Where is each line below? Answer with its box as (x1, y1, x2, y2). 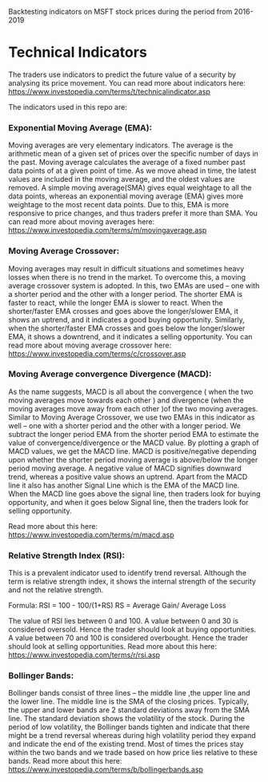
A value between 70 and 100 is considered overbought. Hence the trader (8, 633, 248, 643)
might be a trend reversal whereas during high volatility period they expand (8, 731, 256, 740)
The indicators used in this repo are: (8, 102, 128, 111)
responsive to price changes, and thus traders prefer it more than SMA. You (8, 208, 258, 219)
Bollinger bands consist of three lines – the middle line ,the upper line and (8, 688, 250, 698)
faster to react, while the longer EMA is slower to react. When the (8, 298, 223, 307)
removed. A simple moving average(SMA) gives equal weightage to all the (8, 183, 252, 193)
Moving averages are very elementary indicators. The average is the (8, 140, 234, 150)
